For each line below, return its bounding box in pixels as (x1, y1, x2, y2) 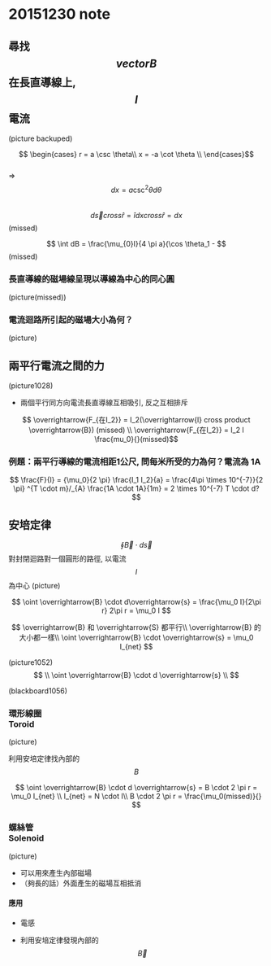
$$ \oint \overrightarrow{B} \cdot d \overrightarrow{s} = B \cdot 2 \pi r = (15, 783, 258, 793)
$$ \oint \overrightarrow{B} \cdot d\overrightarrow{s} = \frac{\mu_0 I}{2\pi (11, 597, 261, 607)
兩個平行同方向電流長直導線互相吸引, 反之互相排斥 (19, 398, 188, 408)
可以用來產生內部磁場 (19, 868, 92, 877)
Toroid (8, 719, 35, 730)
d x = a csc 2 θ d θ (110, 184, 162, 195)
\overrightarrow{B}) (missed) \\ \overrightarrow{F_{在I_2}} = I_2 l (28, 425, 245, 435)
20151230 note (8, 5, 111, 24)
